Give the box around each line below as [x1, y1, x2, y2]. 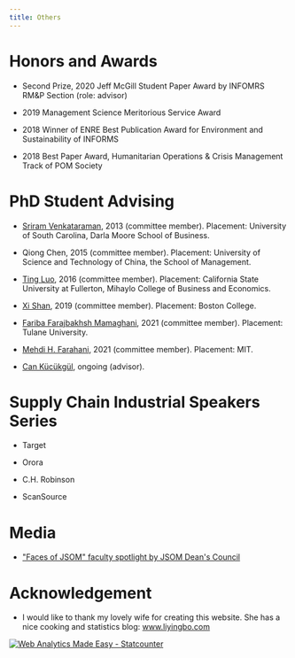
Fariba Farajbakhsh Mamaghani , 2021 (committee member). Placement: [21, 317, 283, 328]
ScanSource [21, 492, 67, 502]
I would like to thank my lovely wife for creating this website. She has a [21, 612, 281, 623]
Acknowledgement [9, 583, 152, 603]
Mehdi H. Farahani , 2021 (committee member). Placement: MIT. [21, 344, 254, 354]
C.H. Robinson [21, 475, 75, 485]
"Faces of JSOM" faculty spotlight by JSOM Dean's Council [21, 552, 241, 562]
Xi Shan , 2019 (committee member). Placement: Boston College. [21, 300, 257, 311]
